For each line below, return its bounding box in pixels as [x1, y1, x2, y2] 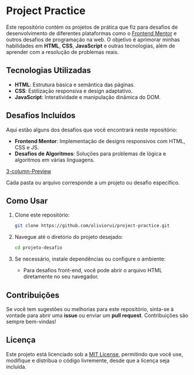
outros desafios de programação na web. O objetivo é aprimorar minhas [6, 36, 180, 43]
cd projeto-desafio [14, 245, 63, 251]
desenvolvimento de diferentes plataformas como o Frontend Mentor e [6, 29, 177, 36]
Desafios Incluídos [6, 110, 76, 121]
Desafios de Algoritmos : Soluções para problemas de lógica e [14, 150, 166, 157]
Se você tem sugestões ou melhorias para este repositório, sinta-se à [6, 305, 174, 312]
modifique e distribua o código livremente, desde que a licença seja [6, 357, 170, 364]
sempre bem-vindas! [6, 318, 57, 325]
